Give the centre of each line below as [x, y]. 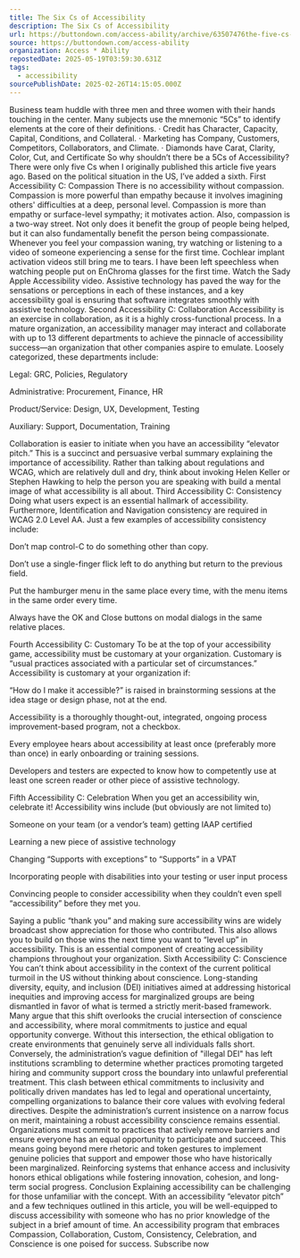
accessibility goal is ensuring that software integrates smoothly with [134, 300]
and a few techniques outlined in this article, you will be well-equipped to [144, 1205]
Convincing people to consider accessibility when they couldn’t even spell [146, 893]
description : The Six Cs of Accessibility [89, 26]
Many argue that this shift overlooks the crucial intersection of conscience [146, 1016]
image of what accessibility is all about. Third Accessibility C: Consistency [146, 491]
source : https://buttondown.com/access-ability [100, 42]
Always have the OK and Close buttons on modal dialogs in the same [136, 617]
